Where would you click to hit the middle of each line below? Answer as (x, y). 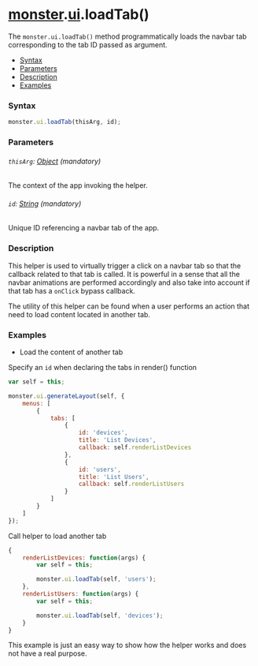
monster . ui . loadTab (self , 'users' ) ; (96, 579)
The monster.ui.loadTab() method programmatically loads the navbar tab (127, 36)
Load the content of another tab (71, 352)
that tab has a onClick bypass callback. (72, 290)
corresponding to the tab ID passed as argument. (88, 44)
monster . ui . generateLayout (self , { (66, 396)
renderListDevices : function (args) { (84, 558)
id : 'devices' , (103, 433)
